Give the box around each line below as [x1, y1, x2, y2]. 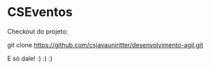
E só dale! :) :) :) [7, 54, 53, 63]
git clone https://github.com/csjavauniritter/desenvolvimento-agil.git [7, 40, 204, 49]
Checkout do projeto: [7, 27, 68, 36]
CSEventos [7, 4, 73, 20]
